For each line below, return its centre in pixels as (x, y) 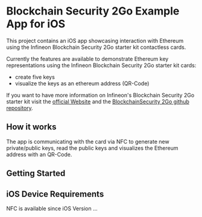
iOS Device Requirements (55, 194)
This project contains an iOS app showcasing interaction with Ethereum (95, 40)
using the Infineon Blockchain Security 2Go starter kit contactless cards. (96, 47)
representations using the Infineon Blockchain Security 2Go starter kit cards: (101, 65)
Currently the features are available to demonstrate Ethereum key (87, 59)
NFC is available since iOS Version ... (52, 208)
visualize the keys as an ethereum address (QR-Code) (82, 83)
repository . (20, 108)
